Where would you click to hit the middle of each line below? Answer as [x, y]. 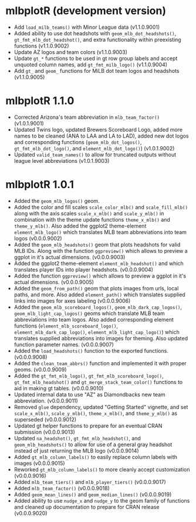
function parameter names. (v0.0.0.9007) [64, 344]
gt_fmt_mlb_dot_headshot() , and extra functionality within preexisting [97, 39]
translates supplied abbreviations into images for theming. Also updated [101, 338]
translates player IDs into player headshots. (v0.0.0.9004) [84, 269]
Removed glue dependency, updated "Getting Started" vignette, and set [101, 407]
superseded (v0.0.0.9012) [45, 419]
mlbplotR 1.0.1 [40, 185]
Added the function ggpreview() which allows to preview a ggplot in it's [100, 276]
